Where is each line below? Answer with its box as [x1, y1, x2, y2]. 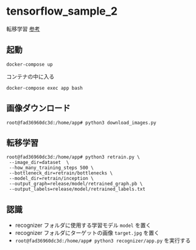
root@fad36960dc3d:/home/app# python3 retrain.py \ [6, 154, 140, 160]
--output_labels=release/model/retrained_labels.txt [9, 186, 146, 193]
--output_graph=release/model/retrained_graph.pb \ [9, 181, 143, 187]
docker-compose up [6, 61, 53, 68]
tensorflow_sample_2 [6, 4, 117, 18]
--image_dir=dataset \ [9, 160, 69, 166]
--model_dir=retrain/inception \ [9, 176, 94, 182]
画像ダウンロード [6, 103, 71, 113]
